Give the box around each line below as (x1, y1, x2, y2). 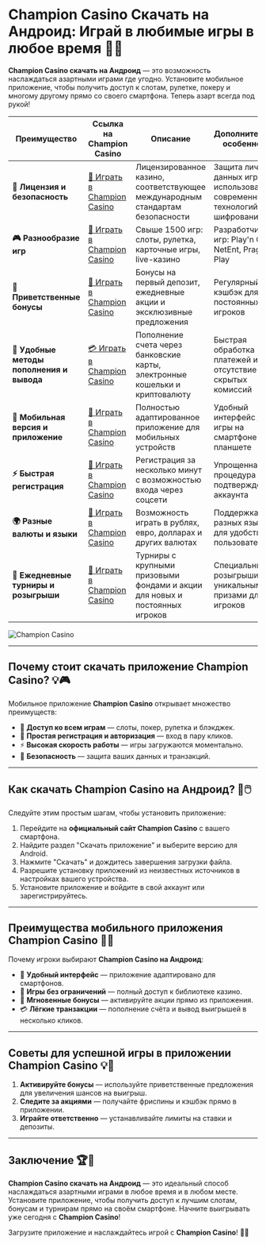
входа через (135, 484, 184, 495)
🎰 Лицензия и (12, 181, 66, 192)
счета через (135, 339, 183, 350)
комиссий (213, 384, 253, 395)
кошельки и (135, 379, 180, 390)
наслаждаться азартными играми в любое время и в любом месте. (8, 1187, 239, 1197)
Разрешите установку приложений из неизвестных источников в (19, 865, 240, 875)
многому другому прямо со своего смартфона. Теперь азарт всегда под (8, 91, 255, 100)
